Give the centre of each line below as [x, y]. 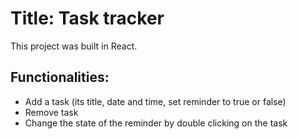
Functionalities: [60, 77]
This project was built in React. [74, 46]
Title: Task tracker [87, 18]
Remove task [51, 112]
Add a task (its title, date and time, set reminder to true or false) [155, 101]
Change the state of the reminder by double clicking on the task [156, 123]
